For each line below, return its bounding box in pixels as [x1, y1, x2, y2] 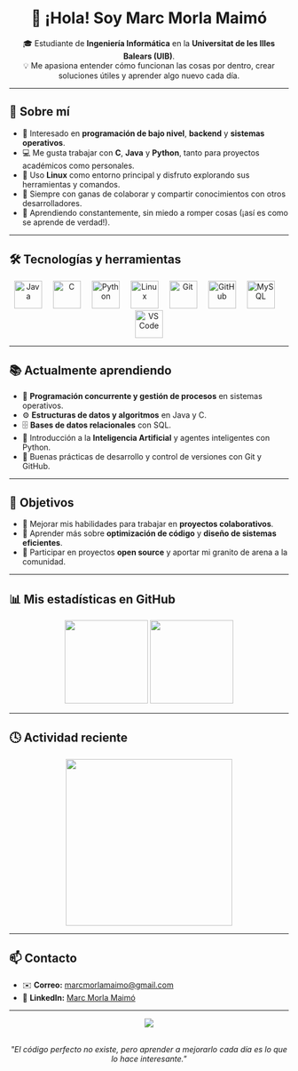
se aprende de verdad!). [21, 217, 111, 228]
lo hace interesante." [110, 1053, 188, 1064]
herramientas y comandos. [21, 179, 121, 189]
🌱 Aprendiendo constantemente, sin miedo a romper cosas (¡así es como [21, 207, 289, 218]
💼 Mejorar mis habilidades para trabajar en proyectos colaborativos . [21, 519, 274, 530]
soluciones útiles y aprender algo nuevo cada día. [58, 70, 240, 81]
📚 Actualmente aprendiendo [9, 363, 172, 378]
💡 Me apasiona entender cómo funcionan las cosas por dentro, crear [23, 60, 275, 70]
